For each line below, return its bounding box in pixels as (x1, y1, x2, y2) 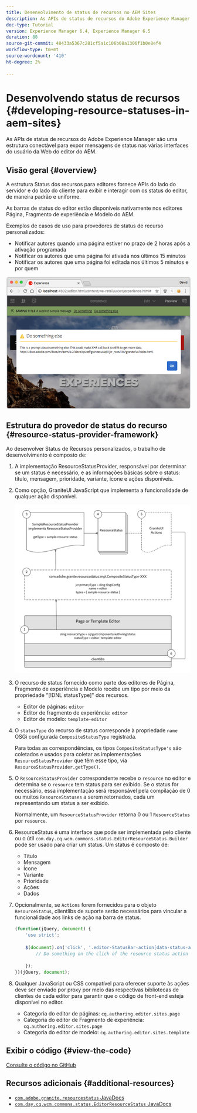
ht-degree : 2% (6, 59, 41, 65)
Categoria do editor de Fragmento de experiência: (23, 1017, 145, 1024)
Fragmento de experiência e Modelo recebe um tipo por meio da (14, 685, 171, 693)
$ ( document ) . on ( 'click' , (25, 944, 86, 950)
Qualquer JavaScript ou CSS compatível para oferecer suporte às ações (14, 980, 189, 987)
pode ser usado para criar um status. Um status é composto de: (14, 841, 169, 849)
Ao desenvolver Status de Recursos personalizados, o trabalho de (6, 445, 166, 452)
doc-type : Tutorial (6, 22, 54, 28)
